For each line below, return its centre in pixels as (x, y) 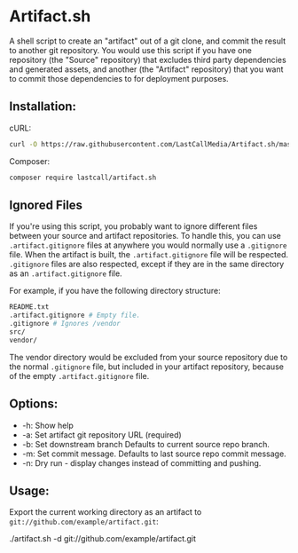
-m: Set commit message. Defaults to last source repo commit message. (154, 454)
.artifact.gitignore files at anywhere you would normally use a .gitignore (148, 245)
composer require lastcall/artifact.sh (83, 178)
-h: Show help (47, 425)
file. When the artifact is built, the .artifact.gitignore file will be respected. (149, 255)
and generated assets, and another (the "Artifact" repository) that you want (146, 69)
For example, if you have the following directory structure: (115, 291)
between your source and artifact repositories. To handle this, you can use (145, 236)
